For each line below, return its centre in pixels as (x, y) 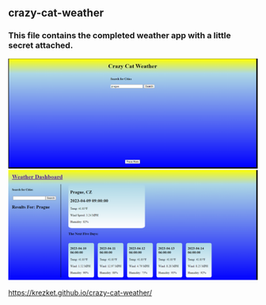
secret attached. (41, 45)
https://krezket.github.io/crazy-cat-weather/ (80, 292)
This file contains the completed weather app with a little (120, 36)
